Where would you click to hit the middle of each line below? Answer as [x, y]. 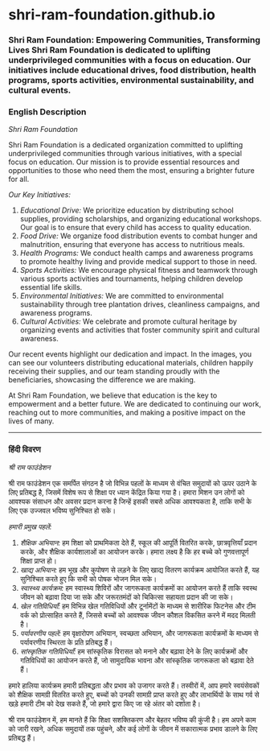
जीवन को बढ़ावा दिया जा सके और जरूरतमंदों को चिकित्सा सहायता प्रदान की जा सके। [127, 596]
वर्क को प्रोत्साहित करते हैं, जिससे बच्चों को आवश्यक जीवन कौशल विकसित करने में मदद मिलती [137, 615]
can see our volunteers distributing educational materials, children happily [131, 363]
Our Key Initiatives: [39, 195]
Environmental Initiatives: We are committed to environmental [122, 296]
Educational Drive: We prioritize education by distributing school [127, 210]
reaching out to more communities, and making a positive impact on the [127, 413]
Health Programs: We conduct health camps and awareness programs [137, 253]
